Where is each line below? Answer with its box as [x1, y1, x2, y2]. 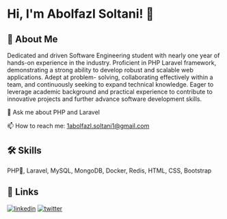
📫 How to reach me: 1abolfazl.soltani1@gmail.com [7, 122, 150, 130]
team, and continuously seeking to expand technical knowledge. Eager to [7, 81, 214, 88]
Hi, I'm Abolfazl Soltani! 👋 [7, 6, 155, 22]
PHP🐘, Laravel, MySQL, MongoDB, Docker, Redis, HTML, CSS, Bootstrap [7, 166, 212, 175]
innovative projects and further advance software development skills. [7, 95, 202, 103]
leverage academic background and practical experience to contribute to [7, 88, 213, 96]
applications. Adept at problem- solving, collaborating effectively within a [7, 73, 213, 81]
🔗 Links [7, 186, 39, 198]
